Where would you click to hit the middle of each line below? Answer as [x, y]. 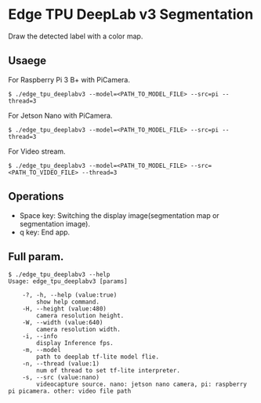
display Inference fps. [75, 343]
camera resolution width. [79, 330]
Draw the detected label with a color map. [76, 36]
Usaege [27, 61]
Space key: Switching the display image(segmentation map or [119, 215]
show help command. [68, 302]
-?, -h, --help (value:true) [70, 296]
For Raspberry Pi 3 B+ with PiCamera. [69, 79]
